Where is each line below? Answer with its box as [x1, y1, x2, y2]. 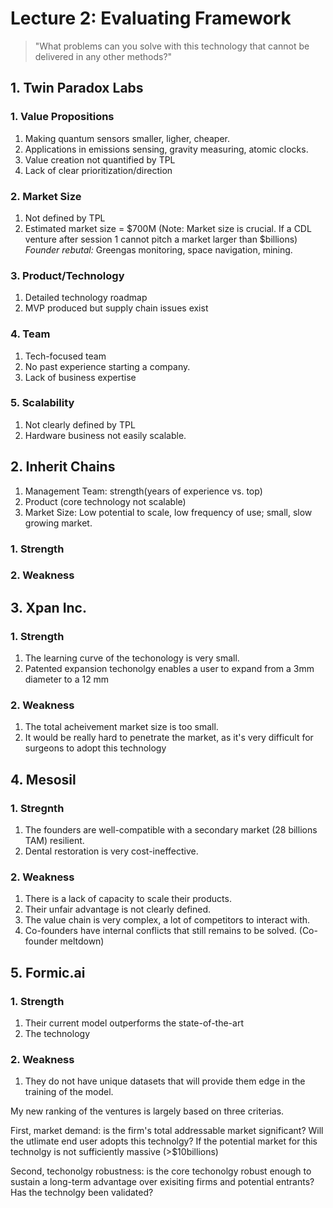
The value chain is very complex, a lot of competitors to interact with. [24, 914, 311, 926]
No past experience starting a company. [24, 360, 191, 372]
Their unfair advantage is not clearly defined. [24, 903, 212, 916]
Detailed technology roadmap [24, 292, 148, 304]
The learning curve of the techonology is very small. [24, 652, 240, 664]
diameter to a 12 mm [24, 673, 110, 686]
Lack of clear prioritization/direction [24, 164, 173, 176]
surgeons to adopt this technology [24, 742, 167, 754]
